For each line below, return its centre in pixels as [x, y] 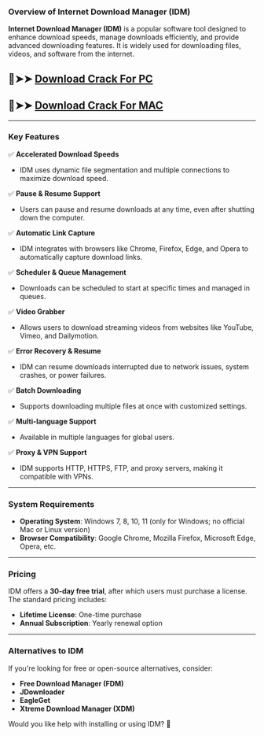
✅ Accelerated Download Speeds [64, 154]
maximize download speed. [64, 178]
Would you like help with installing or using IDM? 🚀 [90, 723]
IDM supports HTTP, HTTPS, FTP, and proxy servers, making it [121, 468]
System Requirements [51, 504]
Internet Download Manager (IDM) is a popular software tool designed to [127, 29]
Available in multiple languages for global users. [97, 437]
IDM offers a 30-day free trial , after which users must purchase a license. [128, 591]
